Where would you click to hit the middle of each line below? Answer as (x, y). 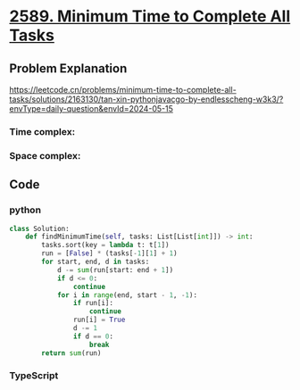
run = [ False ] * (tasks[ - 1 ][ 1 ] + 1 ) (109, 253)
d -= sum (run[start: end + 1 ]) (115, 270)
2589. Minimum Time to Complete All (150, 17)
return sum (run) (71, 353)
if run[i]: (93, 303)
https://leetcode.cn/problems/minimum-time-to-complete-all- (123, 90)
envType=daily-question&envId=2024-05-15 (92, 108)
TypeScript (34, 376)
